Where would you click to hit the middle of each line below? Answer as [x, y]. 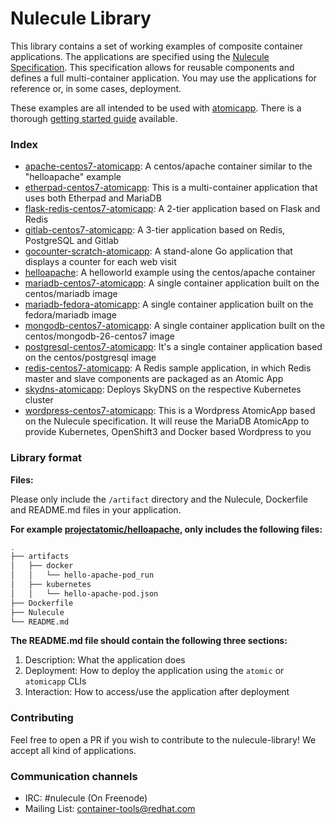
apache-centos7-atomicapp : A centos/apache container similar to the [168, 166]
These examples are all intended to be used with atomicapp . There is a [156, 108]
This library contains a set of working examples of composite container [157, 46]
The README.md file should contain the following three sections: [149, 641]
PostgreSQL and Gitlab [72, 241]
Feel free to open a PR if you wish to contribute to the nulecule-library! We [163, 739]
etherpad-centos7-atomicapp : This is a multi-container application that [171, 188]
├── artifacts [40, 557]
